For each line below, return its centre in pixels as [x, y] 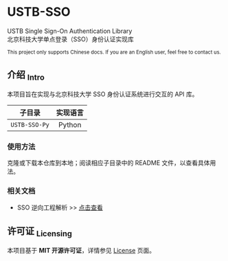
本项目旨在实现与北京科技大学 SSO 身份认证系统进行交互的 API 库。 [103, 94]
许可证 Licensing [39, 232]
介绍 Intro [26, 76]
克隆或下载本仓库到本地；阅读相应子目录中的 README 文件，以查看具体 [109, 163]
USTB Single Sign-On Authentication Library [70, 31]
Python [70, 124]
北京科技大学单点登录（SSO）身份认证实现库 [70, 39]
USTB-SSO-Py [30, 125]
